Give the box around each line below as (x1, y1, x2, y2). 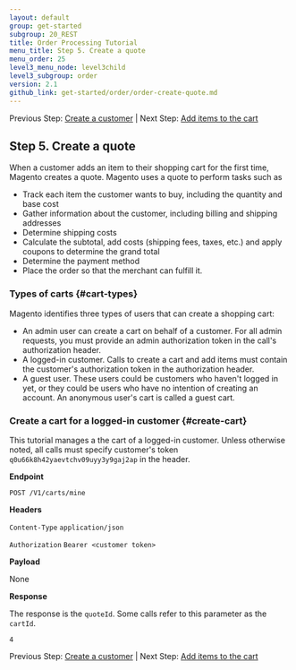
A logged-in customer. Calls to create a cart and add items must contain (21, 354, 288, 365)
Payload (9, 556, 40, 567)
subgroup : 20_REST (9, 30, 78, 39)
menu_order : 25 (9, 55, 66, 64)
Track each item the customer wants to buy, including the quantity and (21, 189, 283, 200)
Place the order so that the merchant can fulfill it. (21, 265, 203, 276)
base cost (21, 199, 60, 210)
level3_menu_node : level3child (9, 64, 126, 73)
